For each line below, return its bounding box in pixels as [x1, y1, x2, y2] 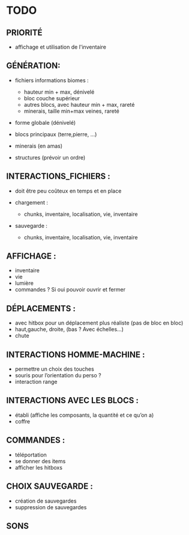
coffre [14, 417, 31, 425]
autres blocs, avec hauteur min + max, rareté [23, 101, 135, 108]
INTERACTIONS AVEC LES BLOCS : [6, 395, 139, 405]
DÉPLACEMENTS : [6, 303, 76, 314]
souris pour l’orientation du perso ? [14, 372, 101, 379]
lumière [14, 279, 34, 287]
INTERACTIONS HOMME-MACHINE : [6, 349, 145, 360]
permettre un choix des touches [14, 365, 94, 372]
